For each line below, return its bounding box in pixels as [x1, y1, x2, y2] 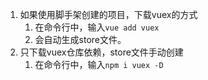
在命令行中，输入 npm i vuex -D [34, 59, 164, 70]
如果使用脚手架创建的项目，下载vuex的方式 [19, 9, 198, 20]
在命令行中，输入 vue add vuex [34, 21, 160, 33]
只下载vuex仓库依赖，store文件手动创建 [19, 46, 184, 58]
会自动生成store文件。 [34, 34, 127, 45]
